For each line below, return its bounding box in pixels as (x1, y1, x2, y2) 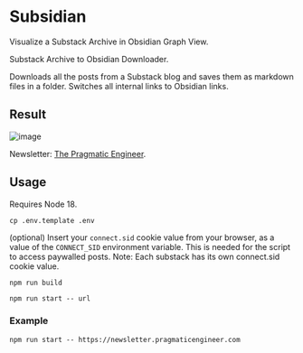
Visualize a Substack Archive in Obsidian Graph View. (9, 36, 209, 47)
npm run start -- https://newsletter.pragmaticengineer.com (9, 335, 241, 344)
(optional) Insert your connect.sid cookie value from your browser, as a (9, 232, 275, 243)
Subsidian (9, 6, 87, 27)
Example (9, 314, 49, 327)
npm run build (9, 278, 63, 287)
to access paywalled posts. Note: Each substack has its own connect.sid (9, 251, 280, 262)
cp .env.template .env (9, 216, 95, 225)
